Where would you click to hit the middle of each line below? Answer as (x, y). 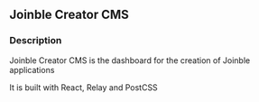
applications (32, 70)
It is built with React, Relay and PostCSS (83, 87)
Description (36, 41)
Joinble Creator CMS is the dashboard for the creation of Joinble (130, 60)
